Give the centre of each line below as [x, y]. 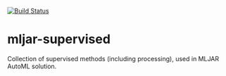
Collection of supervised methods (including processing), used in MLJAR [113, 58]
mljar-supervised [59, 39]
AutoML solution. [32, 66]
